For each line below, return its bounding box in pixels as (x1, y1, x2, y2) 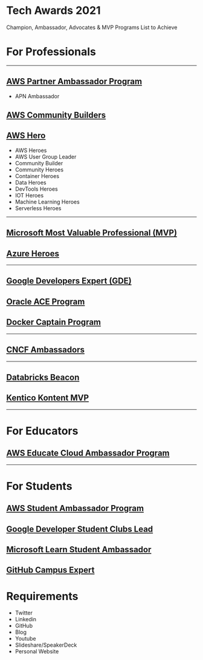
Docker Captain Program (6, 317, 101, 328)
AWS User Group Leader (14, 153, 77, 160)
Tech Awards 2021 (6, 4, 101, 18)
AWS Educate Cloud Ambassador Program (6, 448, 170, 458)
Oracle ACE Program (6, 296, 85, 306)
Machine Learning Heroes (14, 198, 80, 205)
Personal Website (14, 648, 59, 655)
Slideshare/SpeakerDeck (14, 641, 77, 648)
